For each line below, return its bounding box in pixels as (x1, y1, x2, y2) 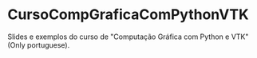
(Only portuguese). (7, 40, 70, 49)
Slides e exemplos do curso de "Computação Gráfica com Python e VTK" (7, 32, 249, 41)
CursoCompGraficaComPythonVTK (7, 6, 249, 24)
